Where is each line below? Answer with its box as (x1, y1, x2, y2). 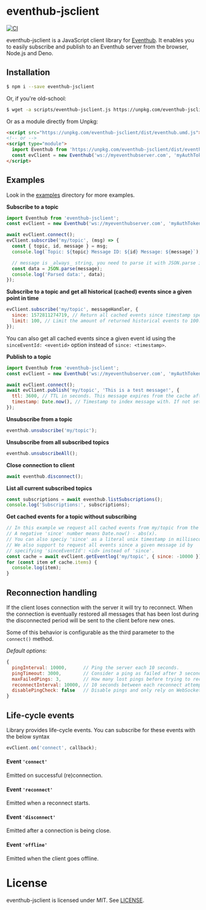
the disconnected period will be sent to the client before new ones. (6, 617, 175, 624)
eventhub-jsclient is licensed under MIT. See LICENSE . (6, 897, 145, 904)
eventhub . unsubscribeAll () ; (6, 450, 78, 456)
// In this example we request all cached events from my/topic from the (6, 525, 199, 531)
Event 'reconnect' (6, 786, 53, 793)
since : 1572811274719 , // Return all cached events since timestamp (12, 312, 191, 318)
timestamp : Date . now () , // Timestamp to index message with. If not (12, 399, 191, 405)
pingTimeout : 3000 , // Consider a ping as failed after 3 (12, 670, 183, 676)
